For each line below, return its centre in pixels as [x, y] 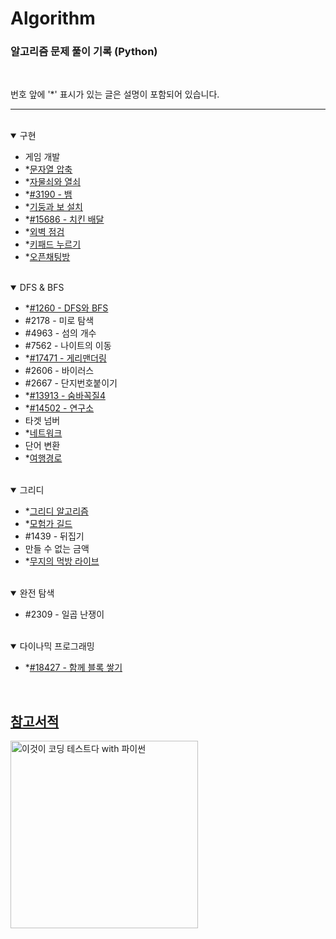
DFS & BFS [42, 288]
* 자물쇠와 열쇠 [53, 182]
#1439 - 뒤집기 [54, 536]
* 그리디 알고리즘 [56, 511]
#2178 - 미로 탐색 [59, 321]
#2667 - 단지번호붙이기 [71, 383]
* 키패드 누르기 [53, 244]
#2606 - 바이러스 [59, 371]
